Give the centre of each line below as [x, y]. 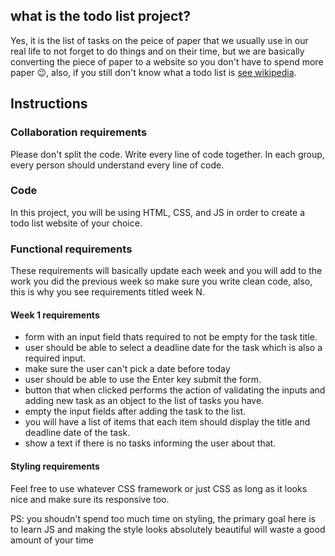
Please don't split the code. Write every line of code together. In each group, [167, 154]
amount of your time [52, 540]
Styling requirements [55, 466]
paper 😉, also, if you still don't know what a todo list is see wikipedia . [153, 72]
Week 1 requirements [55, 315]
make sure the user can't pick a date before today [127, 369]
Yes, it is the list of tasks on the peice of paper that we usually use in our [159, 40]
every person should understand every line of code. [117, 165]
